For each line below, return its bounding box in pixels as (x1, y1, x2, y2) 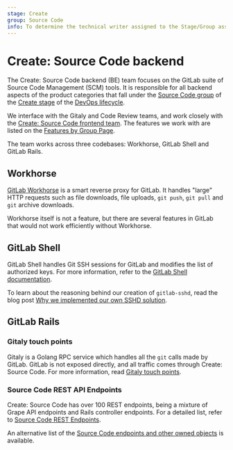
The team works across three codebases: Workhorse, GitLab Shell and (7, 140, 209, 148)
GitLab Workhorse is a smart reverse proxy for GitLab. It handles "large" (7, 186, 213, 195)
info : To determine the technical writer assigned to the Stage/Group (7, 23, 216, 30)
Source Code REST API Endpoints (7, 385, 123, 394)
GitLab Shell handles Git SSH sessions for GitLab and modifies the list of (7, 260, 214, 268)
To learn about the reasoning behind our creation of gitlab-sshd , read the (7, 288, 218, 296)
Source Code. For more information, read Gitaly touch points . (7, 367, 182, 376)
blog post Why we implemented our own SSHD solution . (7, 296, 168, 304)
